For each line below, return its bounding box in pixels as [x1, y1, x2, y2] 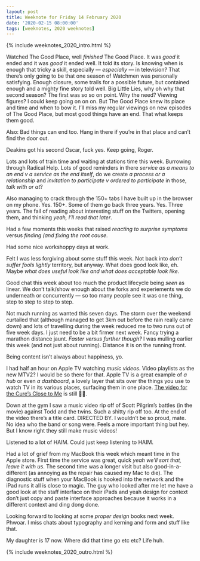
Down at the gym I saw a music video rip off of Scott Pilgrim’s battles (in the [6, 401, 193, 409]
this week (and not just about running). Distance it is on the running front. [6, 342, 187, 349]
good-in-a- [154, 463, 182, 470]
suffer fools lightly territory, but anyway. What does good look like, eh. [6, 261, 179, 269]
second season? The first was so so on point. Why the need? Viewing [6, 91, 178, 99]
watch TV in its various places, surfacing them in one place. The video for [6, 384, 188, 391]
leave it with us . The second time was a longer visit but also [6, 463, 153, 470]
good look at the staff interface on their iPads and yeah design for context [6, 488, 188, 496]
